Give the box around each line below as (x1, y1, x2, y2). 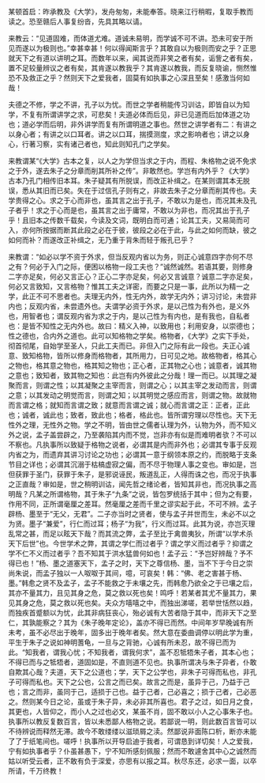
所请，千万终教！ (8, 766, 64, 775)
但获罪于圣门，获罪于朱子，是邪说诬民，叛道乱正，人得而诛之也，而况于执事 (8, 470, 257, 478)
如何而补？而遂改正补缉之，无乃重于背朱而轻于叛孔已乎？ (8, 236, 195, 244)
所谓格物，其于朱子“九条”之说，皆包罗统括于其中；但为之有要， (49, 490, 256, 498)
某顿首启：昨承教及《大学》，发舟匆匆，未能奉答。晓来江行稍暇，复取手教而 (8, 7, 254, 16)
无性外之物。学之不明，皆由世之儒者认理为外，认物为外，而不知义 (42, 420, 257, 429)
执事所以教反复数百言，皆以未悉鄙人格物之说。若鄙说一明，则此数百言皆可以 (8, 717, 257, 726)
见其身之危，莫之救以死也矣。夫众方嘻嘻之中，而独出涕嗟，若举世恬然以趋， (8, 598, 257, 607)
